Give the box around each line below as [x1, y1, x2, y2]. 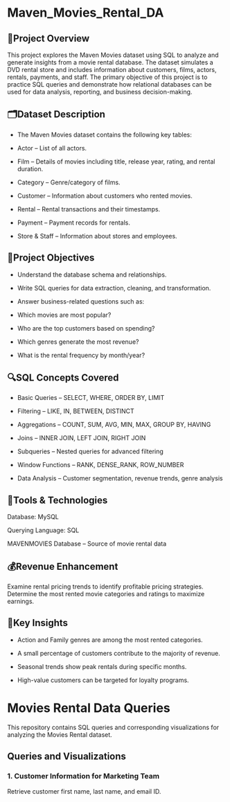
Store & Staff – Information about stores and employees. [17, 232, 178, 240]
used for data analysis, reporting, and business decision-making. [7, 88, 193, 96]
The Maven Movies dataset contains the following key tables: [17, 130, 192, 139]
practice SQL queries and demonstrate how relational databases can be [7, 80, 212, 88]
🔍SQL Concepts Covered [7, 372, 119, 384]
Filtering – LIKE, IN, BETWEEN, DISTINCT [17, 407, 135, 415]
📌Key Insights [7, 617, 68, 629]
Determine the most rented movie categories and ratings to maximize [7, 590, 205, 598]
